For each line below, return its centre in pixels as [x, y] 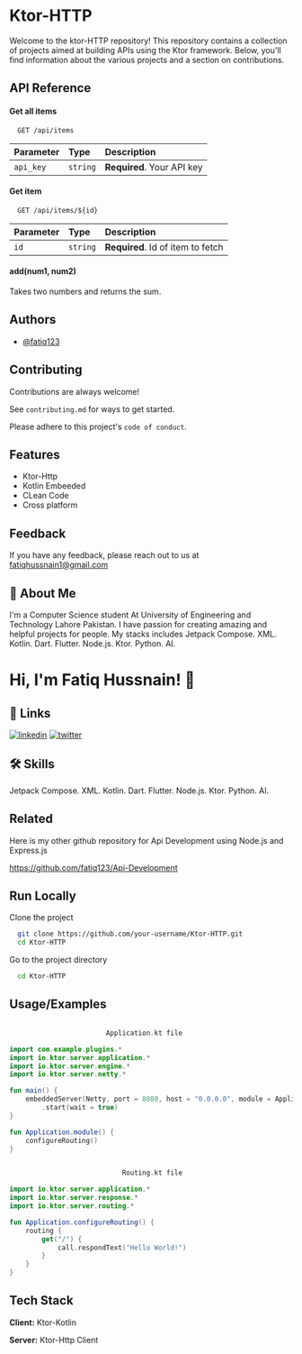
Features [35, 455]
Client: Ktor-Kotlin [43, 1322]
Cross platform [50, 505]
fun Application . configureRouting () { [82, 1222]
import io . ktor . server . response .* [74, 1198]
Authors [33, 320]
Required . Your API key [154, 167]
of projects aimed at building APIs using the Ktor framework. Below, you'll [145, 50]
